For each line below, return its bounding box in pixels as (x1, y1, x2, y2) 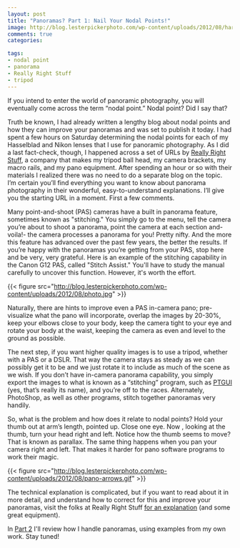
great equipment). (7, 510, 61, 519)
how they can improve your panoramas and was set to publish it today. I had (7, 125, 232, 134)
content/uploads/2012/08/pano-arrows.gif (7, 474, 132, 482)
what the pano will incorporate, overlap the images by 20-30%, (34, 311, 221, 319)
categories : (7, 37, 43, 44)
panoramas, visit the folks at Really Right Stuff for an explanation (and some (7, 503, 231, 512)
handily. (7, 401, 31, 409)
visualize (7, 311, 34, 319)
